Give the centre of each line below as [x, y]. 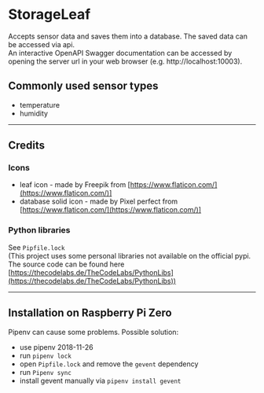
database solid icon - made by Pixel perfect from [99, 201]
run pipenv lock [46, 355]
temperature [40, 105]
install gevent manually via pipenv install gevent [100, 380]
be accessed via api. [42, 44]
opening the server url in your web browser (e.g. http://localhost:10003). [125, 61]
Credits [27, 146]
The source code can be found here [66, 264]
